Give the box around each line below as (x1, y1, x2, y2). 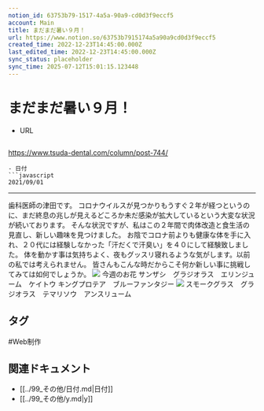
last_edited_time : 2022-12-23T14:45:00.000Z (8, 48, 156, 56)
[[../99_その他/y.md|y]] (19, 394, 93, 404)
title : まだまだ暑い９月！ (8, 26, 86, 34)
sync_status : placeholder (8, 56, 93, 64)
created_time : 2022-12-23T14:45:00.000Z (8, 41, 143, 49)
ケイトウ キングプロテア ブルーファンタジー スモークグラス (28, 279, 234, 288)
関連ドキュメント (8, 361, 91, 375)
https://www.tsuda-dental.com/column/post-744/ (8, 147, 169, 157)
